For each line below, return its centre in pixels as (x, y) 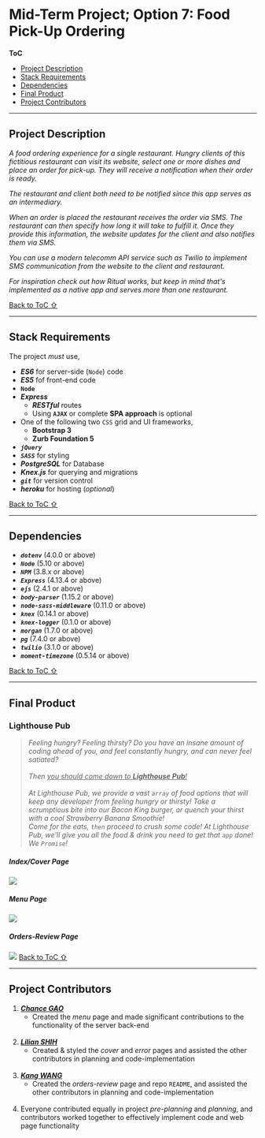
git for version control (57, 480)
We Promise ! (48, 843)
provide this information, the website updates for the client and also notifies (132, 233)
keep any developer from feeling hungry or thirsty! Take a (121, 801)
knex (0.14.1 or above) (55, 614)
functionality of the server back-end (90, 1025)
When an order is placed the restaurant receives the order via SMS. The (126, 217)
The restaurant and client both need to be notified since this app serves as (130, 193)
